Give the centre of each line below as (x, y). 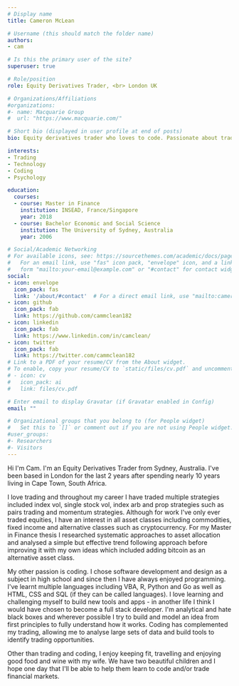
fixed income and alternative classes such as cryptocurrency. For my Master (119, 527)
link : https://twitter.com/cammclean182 (74, 356)
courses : (27, 197)
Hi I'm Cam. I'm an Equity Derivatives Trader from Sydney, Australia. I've (113, 468)
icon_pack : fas (36, 290)
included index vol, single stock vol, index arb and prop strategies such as (116, 504)
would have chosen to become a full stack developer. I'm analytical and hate (119, 609)
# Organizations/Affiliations (52, 98)
